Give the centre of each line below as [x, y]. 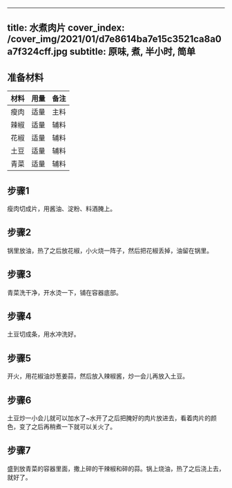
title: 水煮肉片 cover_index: [66, 28]
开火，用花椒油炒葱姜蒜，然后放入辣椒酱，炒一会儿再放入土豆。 [98, 376]
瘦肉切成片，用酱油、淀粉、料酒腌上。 [61, 209]
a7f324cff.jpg [37, 52]
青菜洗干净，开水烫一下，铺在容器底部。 [65, 292]
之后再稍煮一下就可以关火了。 [73, 427]
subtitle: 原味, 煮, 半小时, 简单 [133, 52]
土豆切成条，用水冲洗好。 [43, 334]
